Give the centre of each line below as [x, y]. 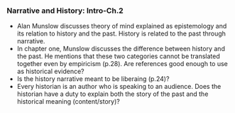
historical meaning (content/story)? [68, 102]
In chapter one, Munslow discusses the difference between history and [121, 49]
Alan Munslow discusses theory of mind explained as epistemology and [122, 26]
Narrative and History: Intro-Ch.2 [65, 11]
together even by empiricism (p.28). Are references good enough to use [122, 64]
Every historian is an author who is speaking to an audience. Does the [119, 87]
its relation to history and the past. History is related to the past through [121, 33]
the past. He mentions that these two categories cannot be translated [119, 56]
